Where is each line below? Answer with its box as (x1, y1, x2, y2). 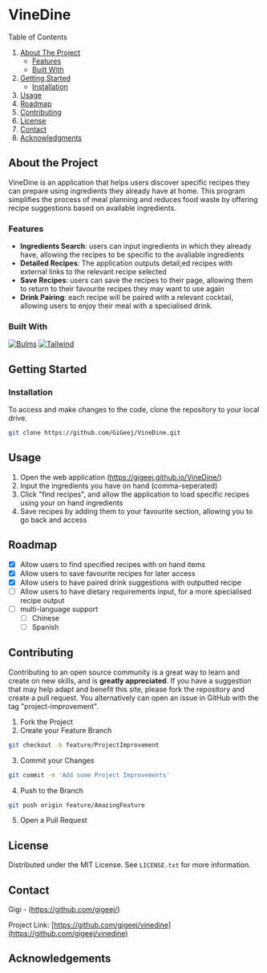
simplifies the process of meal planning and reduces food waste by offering (8, 194, 258, 204)
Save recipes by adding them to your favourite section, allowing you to (19, 506, 253, 516)
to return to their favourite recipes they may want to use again (19, 284, 225, 294)
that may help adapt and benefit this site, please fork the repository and (8, 684, 245, 694)
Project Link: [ (8, 920, 55, 930)
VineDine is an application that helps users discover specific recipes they (8, 177, 250, 187)
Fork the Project (19, 716, 74, 727)
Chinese (31, 613, 60, 622)
